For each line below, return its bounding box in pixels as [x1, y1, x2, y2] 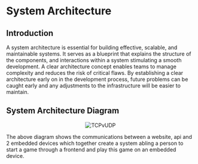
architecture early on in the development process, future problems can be [6, 76, 188, 83]
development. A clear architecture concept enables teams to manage [6, 63, 176, 70]
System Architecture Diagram [6, 106, 120, 116]
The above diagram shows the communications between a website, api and [6, 133, 193, 140]
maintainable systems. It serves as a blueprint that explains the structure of [6, 50, 191, 57]
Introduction [6, 28, 54, 38]
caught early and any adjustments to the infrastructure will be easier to [6, 82, 181, 89]
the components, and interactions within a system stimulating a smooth [6, 57, 182, 63]
